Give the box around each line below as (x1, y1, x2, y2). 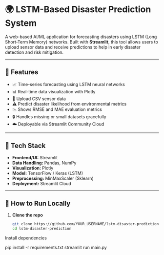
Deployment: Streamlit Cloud (12, 180, 72, 186)
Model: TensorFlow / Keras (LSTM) (12, 170, 83, 176)
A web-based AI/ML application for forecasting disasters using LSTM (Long (5, 34, 157, 40)
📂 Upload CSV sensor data (12, 96, 66, 102)
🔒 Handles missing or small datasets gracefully (12, 113, 106, 120)
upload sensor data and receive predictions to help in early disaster (5, 44, 141, 50)
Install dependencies (5, 235, 47, 241)
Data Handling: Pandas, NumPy (12, 160, 77, 166)
